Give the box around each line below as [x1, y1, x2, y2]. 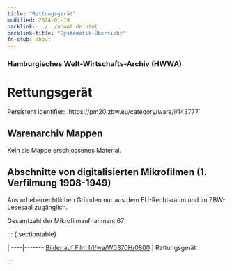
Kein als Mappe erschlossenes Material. [7, 146, 122, 154]
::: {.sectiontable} [7, 230, 57, 238]
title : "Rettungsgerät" [7, 10, 77, 17]
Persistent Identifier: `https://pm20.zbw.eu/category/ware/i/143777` [7, 107, 201, 115]
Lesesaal [7, 203, 33, 211]
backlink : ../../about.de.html [7, 23, 98, 30]
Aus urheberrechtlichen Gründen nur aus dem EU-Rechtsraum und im [7, 195, 208, 204]
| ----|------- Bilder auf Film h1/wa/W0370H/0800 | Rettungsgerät [7, 243, 196, 252]
